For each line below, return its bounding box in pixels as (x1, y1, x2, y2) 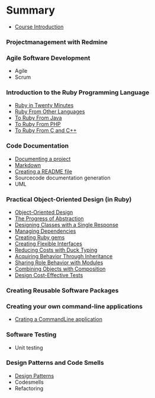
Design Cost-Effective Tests (14, 272, 83, 279)
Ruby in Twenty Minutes (14, 102, 74, 109)
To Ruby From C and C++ (14, 127, 77, 134)
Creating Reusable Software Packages (6, 286, 120, 294)
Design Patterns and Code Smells (6, 359, 105, 367)
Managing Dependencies (14, 227, 76, 235)
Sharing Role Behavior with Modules (14, 259, 104, 267)
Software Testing (6, 330, 57, 339)
